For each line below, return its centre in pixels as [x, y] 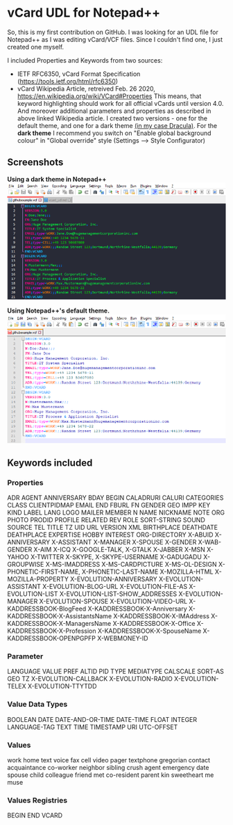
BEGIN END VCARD [35, 815]
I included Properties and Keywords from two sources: [85, 60]
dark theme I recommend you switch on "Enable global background [114, 133]
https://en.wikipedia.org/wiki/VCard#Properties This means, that [109, 96]
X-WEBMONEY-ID [122, 638]
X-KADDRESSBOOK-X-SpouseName [149, 631]
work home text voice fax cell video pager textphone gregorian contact [109, 760]
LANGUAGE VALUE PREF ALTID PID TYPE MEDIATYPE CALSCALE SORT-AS [115, 671]
